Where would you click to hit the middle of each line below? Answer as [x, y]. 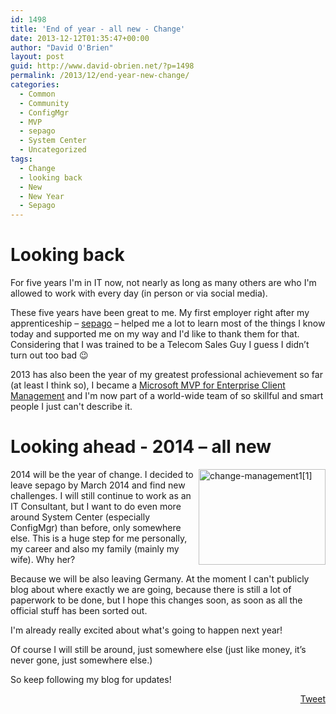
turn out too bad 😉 [49, 355]
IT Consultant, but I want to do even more [96, 506]
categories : [35, 85]
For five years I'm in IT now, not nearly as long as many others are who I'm [163, 283]
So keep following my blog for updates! [91, 679]
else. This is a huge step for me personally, [99, 538]
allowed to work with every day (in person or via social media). [139, 293]
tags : [21, 159]
